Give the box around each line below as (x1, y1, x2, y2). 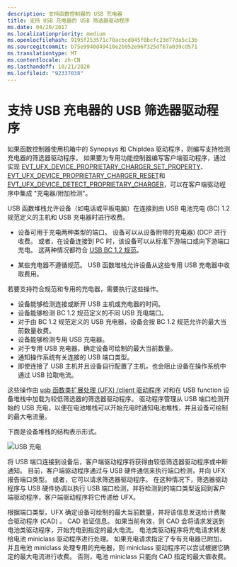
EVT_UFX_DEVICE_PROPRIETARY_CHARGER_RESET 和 (7, 172, 166, 180)
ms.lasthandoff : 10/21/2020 (7, 63, 91, 70)
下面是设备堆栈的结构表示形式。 (7, 427, 100, 436)
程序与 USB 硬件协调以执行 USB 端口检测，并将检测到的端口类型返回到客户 (7, 484, 226, 493)
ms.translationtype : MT (7, 50, 78, 57)
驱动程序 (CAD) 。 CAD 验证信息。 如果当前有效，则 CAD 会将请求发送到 (13, 517, 225, 525)
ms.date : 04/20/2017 (7, 23, 69, 30)
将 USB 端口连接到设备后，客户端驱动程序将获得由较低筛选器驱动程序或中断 (7, 458, 229, 466)
